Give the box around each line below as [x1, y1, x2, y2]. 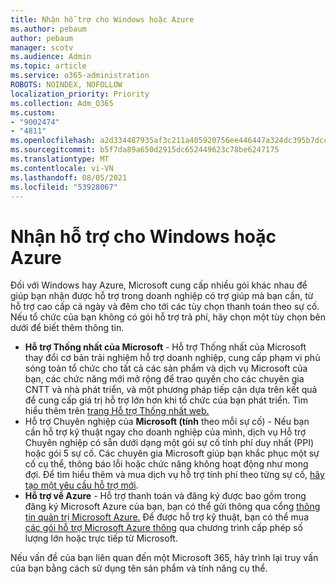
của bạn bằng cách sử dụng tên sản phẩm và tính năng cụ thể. [10, 562, 268, 575]
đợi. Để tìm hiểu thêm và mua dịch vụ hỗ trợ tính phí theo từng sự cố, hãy [24, 469, 325, 481]
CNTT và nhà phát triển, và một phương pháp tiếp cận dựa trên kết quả [24, 384, 318, 396]
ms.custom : [10, 107, 56, 118]
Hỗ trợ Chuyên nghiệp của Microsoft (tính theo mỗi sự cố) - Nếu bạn [24, 416, 310, 428]
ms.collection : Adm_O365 [10, 98, 114, 108]
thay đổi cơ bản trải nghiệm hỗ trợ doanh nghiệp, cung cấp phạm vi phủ [24, 352, 321, 364]
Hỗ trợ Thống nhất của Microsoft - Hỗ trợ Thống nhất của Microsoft [24, 341, 307, 353]
